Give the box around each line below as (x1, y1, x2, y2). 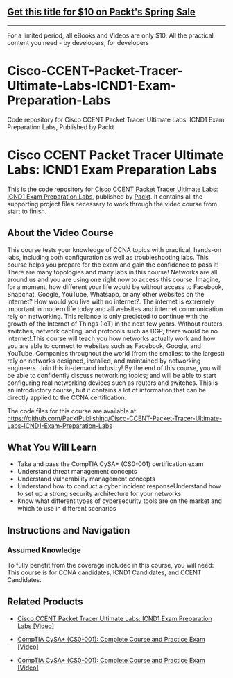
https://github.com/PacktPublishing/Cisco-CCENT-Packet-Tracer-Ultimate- (7, 414, 223, 422)
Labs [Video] (17, 622, 54, 630)
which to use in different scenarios (17, 504, 116, 513)
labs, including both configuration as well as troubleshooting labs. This (7, 253, 209, 261)
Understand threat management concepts (17, 468, 137, 476)
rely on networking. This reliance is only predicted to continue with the (7, 312, 209, 320)
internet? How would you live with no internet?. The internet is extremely (7, 297, 214, 306)
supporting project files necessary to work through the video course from (7, 199, 217, 208)
